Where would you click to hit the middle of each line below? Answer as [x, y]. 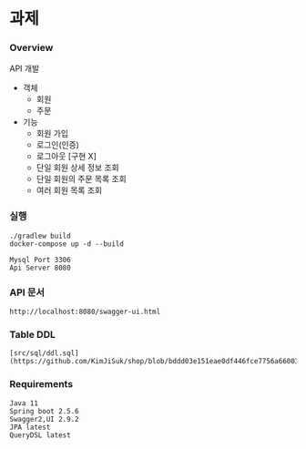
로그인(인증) [58, 145]
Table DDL [33, 335]
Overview [31, 48]
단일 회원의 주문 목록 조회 [82, 179]
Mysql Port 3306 [40, 260]
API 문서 [27, 292]
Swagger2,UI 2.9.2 [44, 419]
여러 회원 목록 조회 [69, 190]
